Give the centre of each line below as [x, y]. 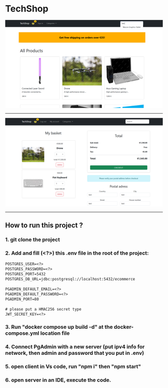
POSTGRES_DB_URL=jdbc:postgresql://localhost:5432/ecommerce [70, 279]
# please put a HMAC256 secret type [43, 310]
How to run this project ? [44, 225]
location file [55, 333]
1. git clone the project [32, 239]
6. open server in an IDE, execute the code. [58, 380]
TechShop [27, 9]
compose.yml [22, 333]
